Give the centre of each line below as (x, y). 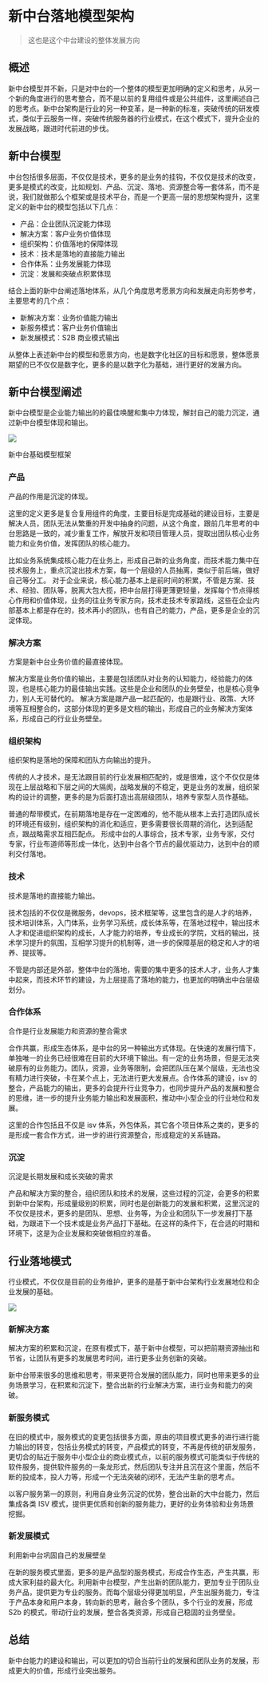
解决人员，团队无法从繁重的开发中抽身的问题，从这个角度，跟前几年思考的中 (134, 523)
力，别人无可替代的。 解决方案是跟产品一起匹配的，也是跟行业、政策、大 (128, 698)
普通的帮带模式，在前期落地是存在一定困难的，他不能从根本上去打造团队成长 (134, 814)
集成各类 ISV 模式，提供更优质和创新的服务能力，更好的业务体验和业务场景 (131, 1503)
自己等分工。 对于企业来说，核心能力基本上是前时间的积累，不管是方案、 (128, 580)
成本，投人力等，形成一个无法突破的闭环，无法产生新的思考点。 (134, 1477)
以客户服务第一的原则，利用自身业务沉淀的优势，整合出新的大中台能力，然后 (134, 1494)
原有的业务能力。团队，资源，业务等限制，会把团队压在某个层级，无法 (130, 1068)
